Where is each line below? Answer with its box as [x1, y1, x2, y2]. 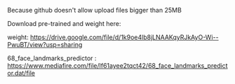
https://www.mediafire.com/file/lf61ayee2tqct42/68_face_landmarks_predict [7, 62, 228, 69]
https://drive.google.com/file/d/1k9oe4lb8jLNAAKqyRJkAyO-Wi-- [30, 33, 219, 41]
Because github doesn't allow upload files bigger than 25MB [7, 6, 182, 14]
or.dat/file [7, 69, 36, 77]
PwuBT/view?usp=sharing [7, 41, 83, 48]
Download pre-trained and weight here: [7, 20, 121, 27]
